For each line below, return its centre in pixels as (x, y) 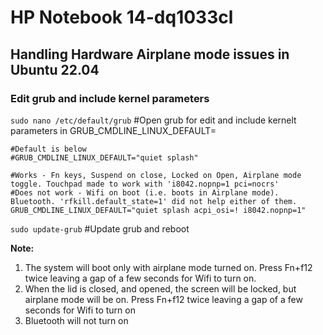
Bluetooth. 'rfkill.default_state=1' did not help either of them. (154, 201)
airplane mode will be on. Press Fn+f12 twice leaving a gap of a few (163, 299)
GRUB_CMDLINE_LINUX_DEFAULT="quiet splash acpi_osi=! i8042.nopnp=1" (158, 210)
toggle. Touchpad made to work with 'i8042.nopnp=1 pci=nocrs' (145, 184)
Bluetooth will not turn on (76, 320)
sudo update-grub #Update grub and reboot (100, 228)
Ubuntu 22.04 (55, 69)
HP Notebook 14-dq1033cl (122, 17)
